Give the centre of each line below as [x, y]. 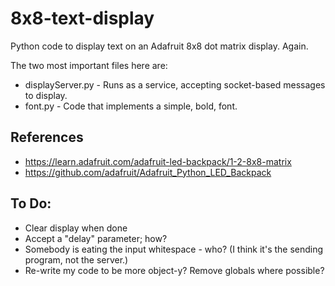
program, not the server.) [76, 259]
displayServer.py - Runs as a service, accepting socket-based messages [175, 84]
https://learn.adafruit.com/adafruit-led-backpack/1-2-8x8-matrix [158, 161]
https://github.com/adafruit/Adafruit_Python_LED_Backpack [148, 172]
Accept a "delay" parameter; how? [96, 238]
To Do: [31, 203]
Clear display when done [76, 228]
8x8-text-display [82, 18]
